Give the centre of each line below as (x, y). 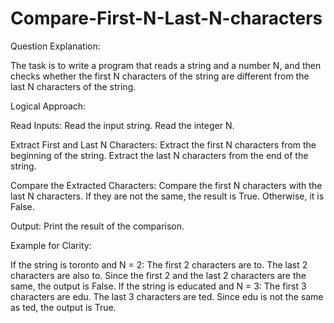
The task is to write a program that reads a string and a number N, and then (166, 65)
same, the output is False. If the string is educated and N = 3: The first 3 (158, 286)
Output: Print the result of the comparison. (97, 226)
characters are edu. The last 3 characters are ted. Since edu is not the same (167, 296)
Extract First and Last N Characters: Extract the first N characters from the (163, 144)
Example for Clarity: (51, 245)
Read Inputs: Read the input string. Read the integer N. (122, 125)
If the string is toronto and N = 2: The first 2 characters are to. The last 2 (159, 264)
